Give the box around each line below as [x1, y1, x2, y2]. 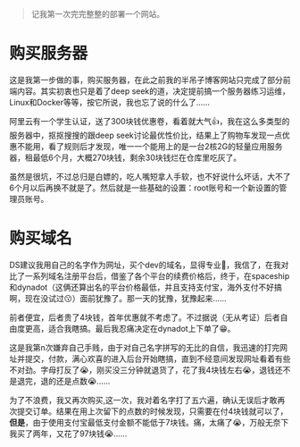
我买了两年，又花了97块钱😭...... [9, 428, 128, 439]
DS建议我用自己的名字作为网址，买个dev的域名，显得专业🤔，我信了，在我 [9, 259, 281, 270]
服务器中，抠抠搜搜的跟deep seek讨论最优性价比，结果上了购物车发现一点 [9, 130, 283, 140]
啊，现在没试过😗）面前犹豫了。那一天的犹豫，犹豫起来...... [9, 292, 227, 303]
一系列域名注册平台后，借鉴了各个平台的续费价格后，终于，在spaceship [24, 270, 290, 281]
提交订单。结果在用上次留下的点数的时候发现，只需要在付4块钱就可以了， [16, 406, 288, 417]
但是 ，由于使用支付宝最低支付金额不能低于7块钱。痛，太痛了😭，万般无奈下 [9, 417, 289, 427]
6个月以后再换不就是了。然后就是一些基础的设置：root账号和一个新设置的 [9, 182, 279, 193]
